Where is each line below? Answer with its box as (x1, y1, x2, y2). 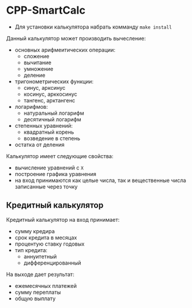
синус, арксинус (23, 84, 66, 91)
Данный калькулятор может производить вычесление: (6, 34, 146, 42)
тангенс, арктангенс (23, 96, 75, 104)
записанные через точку (14, 183, 78, 190)
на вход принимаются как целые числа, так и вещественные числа (14, 177, 186, 184)
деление (23, 71, 46, 78)
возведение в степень (23, 134, 80, 142)
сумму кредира (14, 227, 55, 235)
